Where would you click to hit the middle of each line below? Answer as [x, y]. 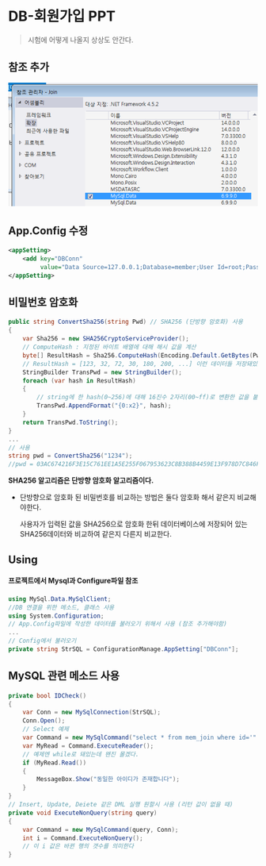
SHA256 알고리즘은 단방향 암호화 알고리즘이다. [81, 480]
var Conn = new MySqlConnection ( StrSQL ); [91, 712]
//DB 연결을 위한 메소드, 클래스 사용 [61, 607]
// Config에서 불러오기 [42, 641]
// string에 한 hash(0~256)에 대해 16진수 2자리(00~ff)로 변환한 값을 [143, 398]
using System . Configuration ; [56, 616]
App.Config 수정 [48, 231]
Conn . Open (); [44, 721]
